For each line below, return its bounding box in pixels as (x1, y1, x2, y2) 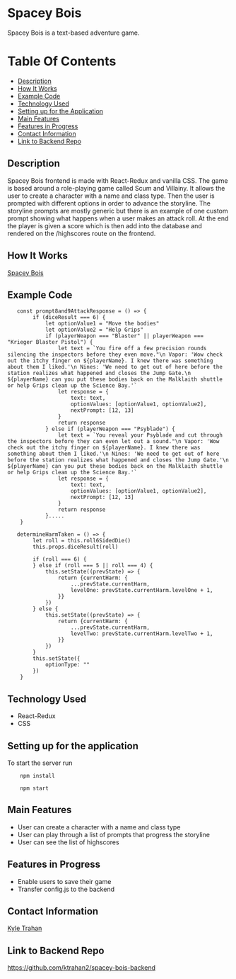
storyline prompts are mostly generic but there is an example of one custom (7, 206, 228, 215)
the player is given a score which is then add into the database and (7, 221, 203, 230)
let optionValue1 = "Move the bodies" (45, 320, 160, 328)
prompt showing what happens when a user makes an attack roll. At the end (7, 214, 229, 223)
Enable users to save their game (17, 877, 112, 885)
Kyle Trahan (7, 924, 42, 933)
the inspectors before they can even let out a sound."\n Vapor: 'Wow (7, 438, 220, 445)
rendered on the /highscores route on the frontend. (7, 229, 156, 237)
